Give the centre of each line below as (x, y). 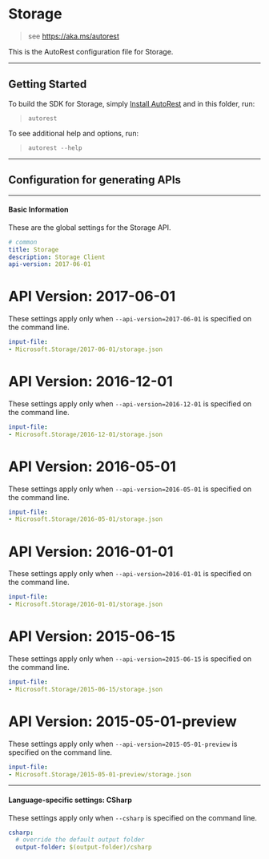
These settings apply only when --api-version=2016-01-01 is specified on (130, 574)
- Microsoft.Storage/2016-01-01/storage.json (85, 605)
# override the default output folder (80, 840)
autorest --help (55, 148)
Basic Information (39, 210)
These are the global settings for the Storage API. (90, 227)
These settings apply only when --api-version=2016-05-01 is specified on (130, 489)
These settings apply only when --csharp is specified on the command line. (133, 817)
